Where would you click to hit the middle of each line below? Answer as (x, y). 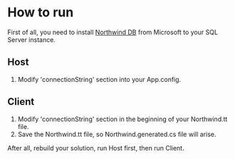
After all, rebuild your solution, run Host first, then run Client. (96, 148)
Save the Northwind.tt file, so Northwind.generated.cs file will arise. (117, 134)
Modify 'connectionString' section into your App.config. (99, 79)
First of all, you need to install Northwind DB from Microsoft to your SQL (113, 32)
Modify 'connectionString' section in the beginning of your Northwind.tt (122, 119)
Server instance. (31, 39)
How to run (41, 12)
